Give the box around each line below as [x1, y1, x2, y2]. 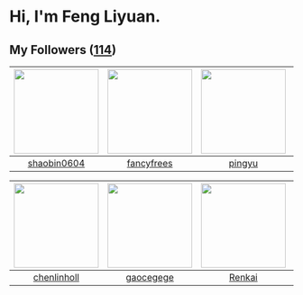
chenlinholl [32, 272, 79, 283]
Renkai [228, 272, 259, 283]
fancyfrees [126, 157, 173, 169]
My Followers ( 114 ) [9, 42, 117, 58]
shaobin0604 [27, 157, 86, 169]
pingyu [228, 157, 259, 169]
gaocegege [125, 272, 174, 283]
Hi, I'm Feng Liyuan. [9, 6, 161, 27]
